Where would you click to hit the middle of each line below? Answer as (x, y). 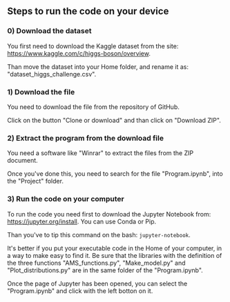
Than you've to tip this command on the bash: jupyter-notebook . (99, 234)
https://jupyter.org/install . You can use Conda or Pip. (82, 221)
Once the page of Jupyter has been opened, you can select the (97, 283)
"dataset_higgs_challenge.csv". (52, 74)
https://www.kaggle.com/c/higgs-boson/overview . (79, 53)
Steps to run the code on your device (88, 11)
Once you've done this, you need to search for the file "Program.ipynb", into (115, 174)
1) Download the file (41, 92)
